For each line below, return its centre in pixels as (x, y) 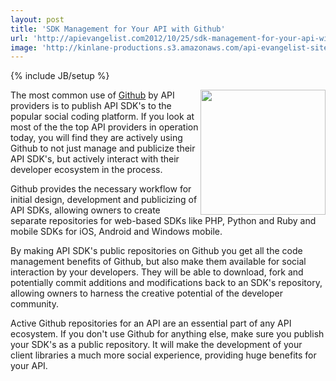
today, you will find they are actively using (96, 138)
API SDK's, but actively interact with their (95, 159)
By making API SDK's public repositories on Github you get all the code (156, 251)
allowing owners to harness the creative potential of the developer (146, 293)
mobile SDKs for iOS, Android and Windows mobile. (116, 232)
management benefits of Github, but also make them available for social (158, 262)
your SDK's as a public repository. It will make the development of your (156, 345)
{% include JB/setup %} (60, 76)
